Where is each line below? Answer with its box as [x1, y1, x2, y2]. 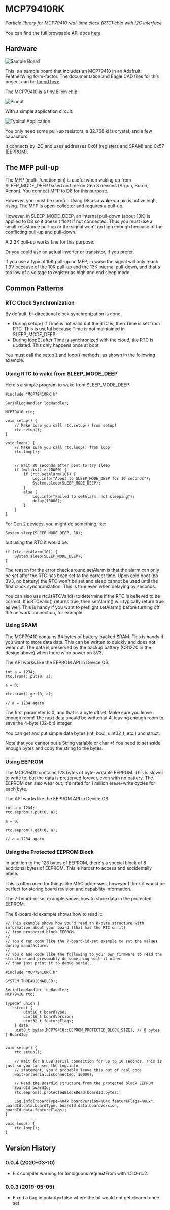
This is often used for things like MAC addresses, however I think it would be [5, 881, 165, 887]
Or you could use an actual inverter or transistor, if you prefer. [5, 249, 134, 255]
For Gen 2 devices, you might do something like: [5, 521, 107, 527]
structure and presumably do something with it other [5, 956, 122, 961]
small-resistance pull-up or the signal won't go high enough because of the [5, 223, 163, 229]
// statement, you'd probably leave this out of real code [14, 1068, 142, 1073]
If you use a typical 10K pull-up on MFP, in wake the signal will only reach [5, 258, 159, 264]
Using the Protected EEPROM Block [5, 849, 94, 856]
